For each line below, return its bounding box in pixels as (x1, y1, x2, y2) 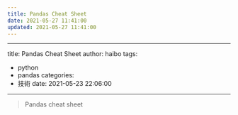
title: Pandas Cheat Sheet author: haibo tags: (7, 50, 138, 58)
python (17, 63, 39, 72)
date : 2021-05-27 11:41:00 (7, 17, 87, 24)
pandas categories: (17, 71, 74, 80)
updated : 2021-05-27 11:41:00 (7, 23, 97, 31)
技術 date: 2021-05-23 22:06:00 (17, 80, 112, 88)
